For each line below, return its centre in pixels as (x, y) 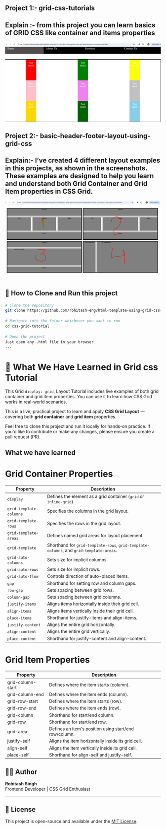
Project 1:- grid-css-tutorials (50, 8)
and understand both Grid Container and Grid (76, 183)
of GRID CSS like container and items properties (80, 33)
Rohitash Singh (21, 784)
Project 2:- (22, 136)
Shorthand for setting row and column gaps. (92, 583)
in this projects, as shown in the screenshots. (76, 168)
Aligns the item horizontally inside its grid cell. (96, 741)
